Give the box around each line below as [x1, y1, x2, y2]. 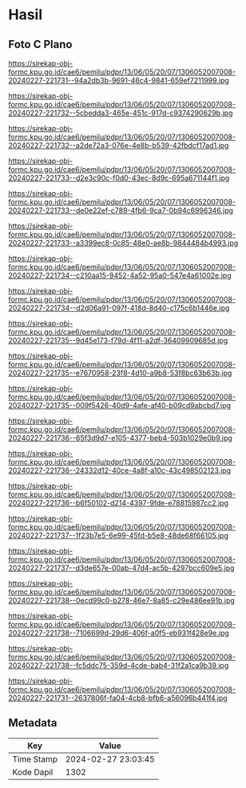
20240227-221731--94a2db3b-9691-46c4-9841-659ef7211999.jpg [8, 76, 229, 85]
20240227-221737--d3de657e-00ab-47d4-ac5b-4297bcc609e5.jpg [8, 563, 235, 573]
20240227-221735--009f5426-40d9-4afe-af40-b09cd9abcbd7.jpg [8, 401, 232, 410]
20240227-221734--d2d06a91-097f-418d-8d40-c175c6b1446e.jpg [8, 303, 230, 313]
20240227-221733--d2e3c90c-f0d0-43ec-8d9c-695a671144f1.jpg [8, 174, 230, 182]
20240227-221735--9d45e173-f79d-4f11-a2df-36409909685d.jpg [8, 336, 228, 345]
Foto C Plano [8, 38, 73, 51]
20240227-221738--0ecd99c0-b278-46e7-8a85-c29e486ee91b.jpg [8, 596, 236, 605]
